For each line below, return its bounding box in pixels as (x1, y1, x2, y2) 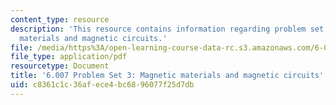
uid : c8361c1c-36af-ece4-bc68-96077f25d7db (10, 80, 195, 90)
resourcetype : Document (10, 61, 110, 71)
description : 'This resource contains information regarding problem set (10, 24, 325, 34)
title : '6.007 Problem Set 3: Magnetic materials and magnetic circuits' (10, 71, 325, 81)
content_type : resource (10, 14, 110, 25)
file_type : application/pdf (10, 52, 128, 62)
